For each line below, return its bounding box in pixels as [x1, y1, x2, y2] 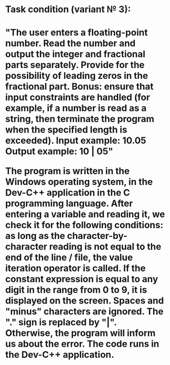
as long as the [5, 230, 65, 242]
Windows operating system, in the [5, 176, 153, 188]
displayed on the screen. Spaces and [5, 295, 164, 307]
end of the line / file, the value [5, 252, 133, 263]
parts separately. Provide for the [5, 59, 145, 71]
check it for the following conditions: [5, 220, 163, 231]
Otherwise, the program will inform [5, 327, 156, 339]
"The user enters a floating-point [5, 27, 148, 39]
